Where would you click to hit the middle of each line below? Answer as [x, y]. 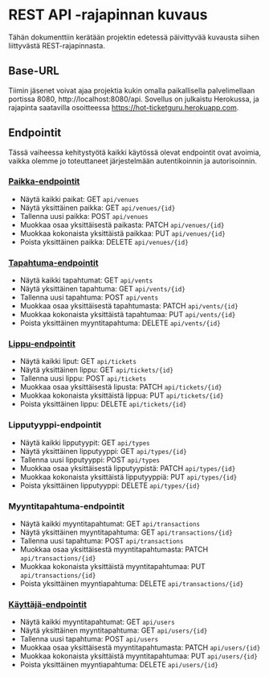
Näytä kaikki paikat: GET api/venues [79, 199]
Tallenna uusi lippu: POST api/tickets [83, 378]
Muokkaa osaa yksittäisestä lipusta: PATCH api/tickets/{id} [121, 387]
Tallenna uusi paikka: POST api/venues [84, 216]
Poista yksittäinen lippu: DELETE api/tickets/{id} [103, 404]
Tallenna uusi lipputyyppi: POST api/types [90, 460]
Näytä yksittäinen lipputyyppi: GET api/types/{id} [103, 451]
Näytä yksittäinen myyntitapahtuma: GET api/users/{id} [114, 630]
